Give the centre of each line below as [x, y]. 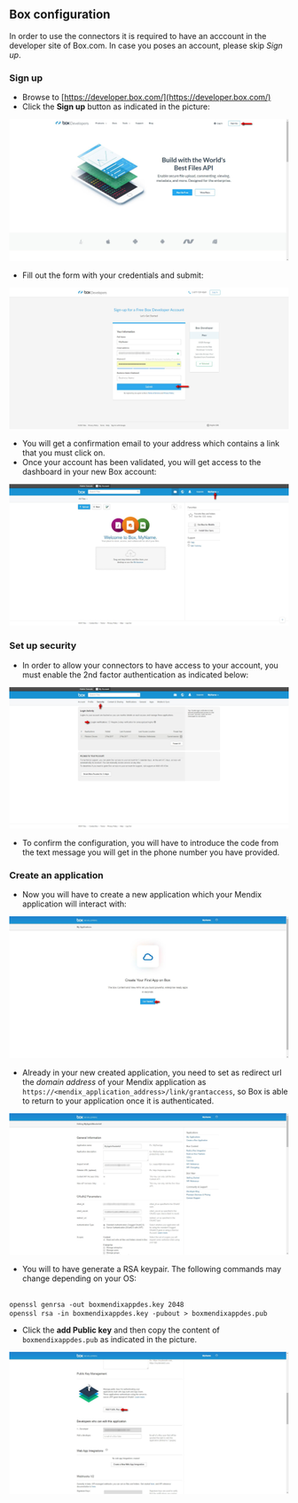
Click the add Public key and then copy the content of [121, 1330]
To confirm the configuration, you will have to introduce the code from [150, 843]
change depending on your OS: [79, 1278]
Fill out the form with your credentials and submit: [113, 275]
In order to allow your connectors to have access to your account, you [150, 665]
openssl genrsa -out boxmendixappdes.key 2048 [97, 1305]
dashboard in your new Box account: [89, 471]
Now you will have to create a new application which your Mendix [142, 895]
